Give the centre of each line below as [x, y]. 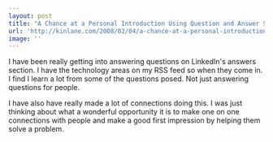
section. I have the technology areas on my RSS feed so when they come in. [136, 71]
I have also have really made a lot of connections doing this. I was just [125, 103]
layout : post [30, 16]
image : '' [25, 39]
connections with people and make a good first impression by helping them [134, 120]
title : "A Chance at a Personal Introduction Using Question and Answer [134, 24]
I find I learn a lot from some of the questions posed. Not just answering [129, 79]
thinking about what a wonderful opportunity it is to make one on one [124, 112]
